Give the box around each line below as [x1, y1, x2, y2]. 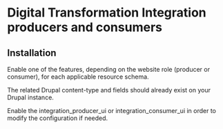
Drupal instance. [7, 93, 54, 101]
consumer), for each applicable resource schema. [7, 72, 150, 81]
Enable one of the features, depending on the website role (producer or [7, 66, 211, 73]
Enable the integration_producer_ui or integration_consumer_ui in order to [7, 107, 216, 115]
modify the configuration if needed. [7, 114, 108, 122]
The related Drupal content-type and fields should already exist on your [7, 86, 211, 94]
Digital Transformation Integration [7, 5, 207, 21]
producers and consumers [7, 19, 162, 35]
